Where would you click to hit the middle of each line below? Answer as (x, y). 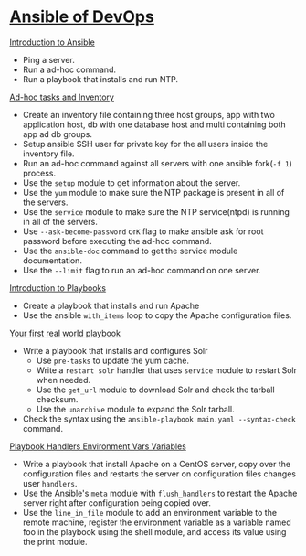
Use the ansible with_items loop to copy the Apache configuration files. (157, 315)
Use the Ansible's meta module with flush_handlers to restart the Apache (160, 493)
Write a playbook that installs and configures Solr (115, 350)
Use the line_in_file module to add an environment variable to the (149, 512)
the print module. (55, 541)
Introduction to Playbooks (58, 288)
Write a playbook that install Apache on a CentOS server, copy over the (156, 464)
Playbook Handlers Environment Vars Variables (98, 446)
